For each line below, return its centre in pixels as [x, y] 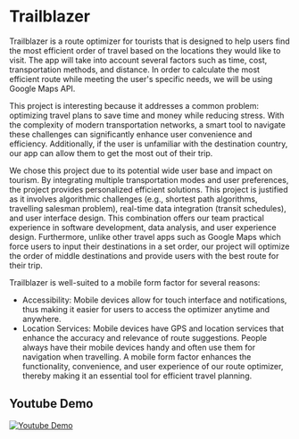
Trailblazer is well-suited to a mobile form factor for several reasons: [135, 282]
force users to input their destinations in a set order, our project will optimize [149, 246]
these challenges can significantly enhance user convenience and [131, 134]
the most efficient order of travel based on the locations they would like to [145, 50]
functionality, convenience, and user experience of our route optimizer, [153, 366]
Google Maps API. [42, 88]
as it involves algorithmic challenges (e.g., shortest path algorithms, [133, 199]
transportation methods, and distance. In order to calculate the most [135, 70]
